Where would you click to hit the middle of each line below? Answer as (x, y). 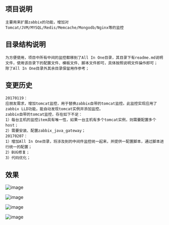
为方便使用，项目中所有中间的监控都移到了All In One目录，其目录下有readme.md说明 (84, 58)
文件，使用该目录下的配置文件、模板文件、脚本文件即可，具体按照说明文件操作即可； (81, 63)
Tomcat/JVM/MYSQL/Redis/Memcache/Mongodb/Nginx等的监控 (65, 28)
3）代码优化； (18, 158)
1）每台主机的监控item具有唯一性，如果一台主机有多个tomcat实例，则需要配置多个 (81, 120)
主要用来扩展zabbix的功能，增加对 (37, 22)
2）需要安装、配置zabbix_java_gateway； (46, 131)
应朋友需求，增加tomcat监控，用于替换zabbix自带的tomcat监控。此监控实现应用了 (81, 104)
